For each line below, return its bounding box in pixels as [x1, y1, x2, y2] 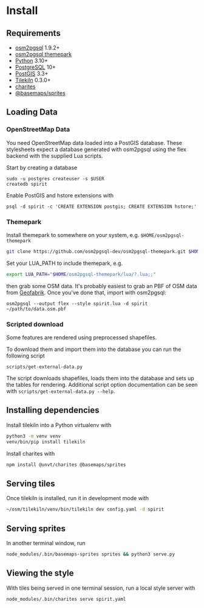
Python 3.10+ [15, 57, 49, 64]
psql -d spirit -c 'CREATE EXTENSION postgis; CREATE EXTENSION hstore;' [6, 203, 197, 210]
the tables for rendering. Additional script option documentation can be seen [6, 381, 198, 389]
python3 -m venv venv [6, 433, 61, 439]
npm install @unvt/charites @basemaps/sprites [6, 461, 126, 468]
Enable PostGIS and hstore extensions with [6, 191, 114, 199]
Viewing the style [6, 568, 74, 579]
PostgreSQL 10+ [15, 63, 56, 71]
